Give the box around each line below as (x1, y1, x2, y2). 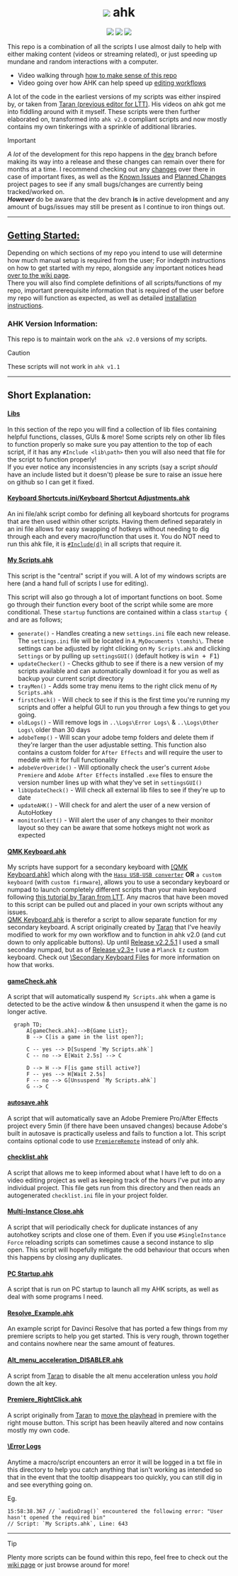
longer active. (7, 1007, 47, 1016)
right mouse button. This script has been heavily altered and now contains (7, 1418, 225, 1427)
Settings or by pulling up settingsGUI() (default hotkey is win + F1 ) (17, 652, 220, 661)
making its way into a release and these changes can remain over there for (7, 157, 225, 166)
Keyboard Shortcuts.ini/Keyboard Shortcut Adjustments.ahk (7, 493, 190, 503)
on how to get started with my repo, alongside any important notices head (7, 263, 223, 272)
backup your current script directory (17, 674, 124, 683)
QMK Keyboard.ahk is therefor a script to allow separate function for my (7, 915, 217, 924)
